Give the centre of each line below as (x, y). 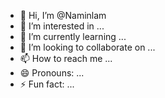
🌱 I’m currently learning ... (73, 36)
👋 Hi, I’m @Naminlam (63, 15)
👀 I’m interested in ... (62, 26)
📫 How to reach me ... (66, 58)
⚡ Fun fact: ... (47, 84)
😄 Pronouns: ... (52, 73)
